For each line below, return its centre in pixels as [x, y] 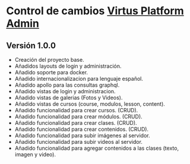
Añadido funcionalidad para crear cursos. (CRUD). [76, 110]
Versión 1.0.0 [31, 45]
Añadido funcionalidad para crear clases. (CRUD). [76, 123]
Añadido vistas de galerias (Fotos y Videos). [69, 97]
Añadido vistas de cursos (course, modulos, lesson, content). [90, 104]
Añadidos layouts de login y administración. [68, 66]
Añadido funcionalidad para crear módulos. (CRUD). [78, 116]
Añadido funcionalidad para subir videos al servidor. [78, 142]
